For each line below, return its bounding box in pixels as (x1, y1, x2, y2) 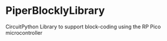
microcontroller (5, 29, 42, 36)
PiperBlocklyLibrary (5, 4, 105, 17)
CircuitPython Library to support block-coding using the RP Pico (5, 23, 161, 30)
